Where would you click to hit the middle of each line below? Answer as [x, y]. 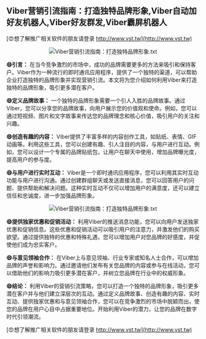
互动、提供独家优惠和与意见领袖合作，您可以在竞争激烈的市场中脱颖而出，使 [103, 301]
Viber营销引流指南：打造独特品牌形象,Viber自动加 [102, 11]
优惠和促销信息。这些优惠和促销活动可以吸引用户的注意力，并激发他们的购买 [103, 229]
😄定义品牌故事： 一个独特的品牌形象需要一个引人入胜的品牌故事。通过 [96, 101]
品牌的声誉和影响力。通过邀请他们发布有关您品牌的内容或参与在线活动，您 [100, 265]
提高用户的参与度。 [31, 159]
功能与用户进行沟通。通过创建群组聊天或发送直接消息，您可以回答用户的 [97, 180]
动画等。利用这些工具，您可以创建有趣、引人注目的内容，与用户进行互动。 [100, 144]
